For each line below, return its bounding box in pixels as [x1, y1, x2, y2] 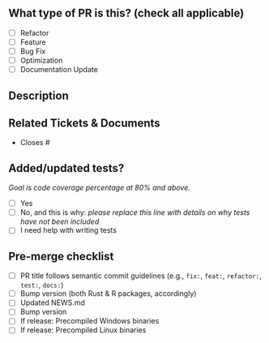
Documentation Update [19, 65, 99, 75]
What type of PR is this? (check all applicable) [8, 6, 245, 20]
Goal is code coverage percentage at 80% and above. [8, 182, 190, 193]
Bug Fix [19, 46, 46, 56]
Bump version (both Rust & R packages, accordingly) [19, 289, 197, 298]
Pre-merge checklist [8, 249, 114, 263]
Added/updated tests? [8, 161, 125, 175]
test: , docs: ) [19, 280, 64, 290]
